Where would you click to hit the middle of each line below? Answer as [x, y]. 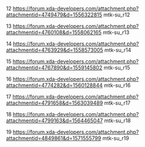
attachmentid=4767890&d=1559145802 [54, 68]
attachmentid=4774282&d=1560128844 [54, 85]
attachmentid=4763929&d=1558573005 [55, 50]
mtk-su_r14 [118, 50]
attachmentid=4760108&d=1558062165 [54, 32]
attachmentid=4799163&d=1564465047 [55, 121]
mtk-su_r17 [117, 103]
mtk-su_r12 [117, 15]
